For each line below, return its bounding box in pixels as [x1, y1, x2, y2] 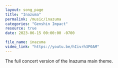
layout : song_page [5, 7, 43, 12]
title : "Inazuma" [5, 12, 41, 17]
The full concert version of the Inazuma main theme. [5, 58, 113, 64]
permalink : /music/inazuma [5, 16, 61, 21]
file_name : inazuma [5, 39, 46, 45]
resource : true [5, 26, 37, 31]
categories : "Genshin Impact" [5, 21, 68, 26]
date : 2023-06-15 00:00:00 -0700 [5, 30, 75, 35]
